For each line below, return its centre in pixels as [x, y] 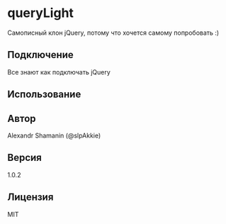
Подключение [41, 55]
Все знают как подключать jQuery [59, 72]
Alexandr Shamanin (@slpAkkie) [54, 135]
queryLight [41, 13]
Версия [25, 158]
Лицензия [30, 197]
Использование [44, 95]
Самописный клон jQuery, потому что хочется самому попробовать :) [113, 33]
